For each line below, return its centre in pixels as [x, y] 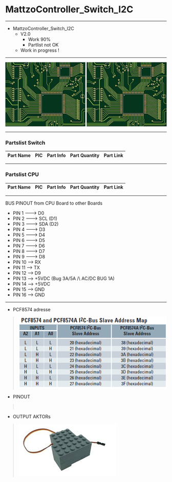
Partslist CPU [22, 174]
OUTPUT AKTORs [32, 416]
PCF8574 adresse [31, 309]
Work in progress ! [40, 50]
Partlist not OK [43, 45]
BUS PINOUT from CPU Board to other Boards [54, 203]
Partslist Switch [25, 143]
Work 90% [39, 39]
